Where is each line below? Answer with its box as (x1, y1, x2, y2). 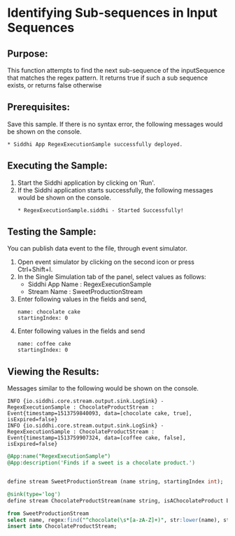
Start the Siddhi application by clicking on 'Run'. (17, 178, 155, 187)
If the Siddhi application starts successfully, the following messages (17, 185, 213, 194)
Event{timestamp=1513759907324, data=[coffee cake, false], (7, 435, 187, 442)
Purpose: (7, 48, 48, 59)
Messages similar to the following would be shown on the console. (7, 384, 199, 393)
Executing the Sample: (7, 160, 108, 172)
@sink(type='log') (7, 491, 61, 498)
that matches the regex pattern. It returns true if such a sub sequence (7, 73, 208, 82)
